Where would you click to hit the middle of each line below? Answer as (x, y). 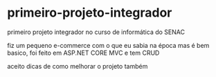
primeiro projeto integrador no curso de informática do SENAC (96, 32)
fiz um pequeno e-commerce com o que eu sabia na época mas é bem (108, 45)
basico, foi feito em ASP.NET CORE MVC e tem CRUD (83, 53)
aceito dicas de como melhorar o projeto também (78, 66)
